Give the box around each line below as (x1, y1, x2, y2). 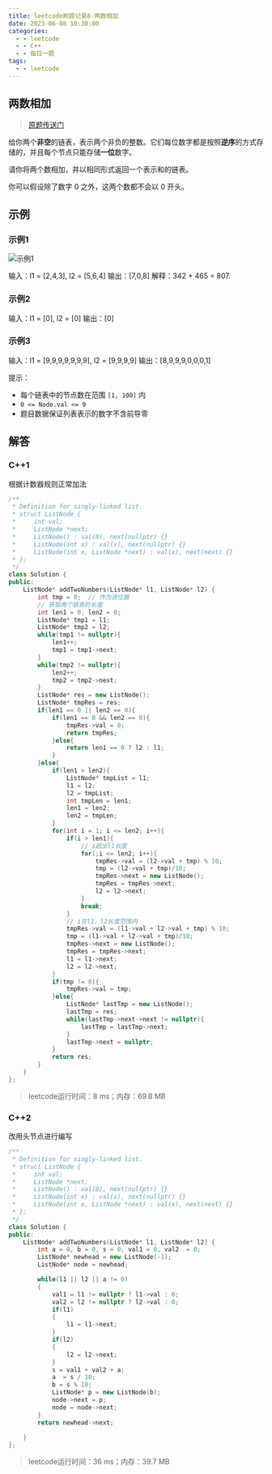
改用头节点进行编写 (8, 1132, 73, 1142)
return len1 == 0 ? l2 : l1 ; (66, 743, 164, 752)
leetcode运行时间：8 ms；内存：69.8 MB (28, 1091, 166, 1101)
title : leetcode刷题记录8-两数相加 (8, 11, 119, 20)
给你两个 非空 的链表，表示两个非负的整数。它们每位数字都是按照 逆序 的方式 (8, 137, 257, 147)
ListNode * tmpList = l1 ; (66, 773, 151, 782)
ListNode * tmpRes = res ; (37, 699, 121, 707)
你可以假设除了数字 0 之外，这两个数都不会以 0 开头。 (8, 182, 189, 191)
